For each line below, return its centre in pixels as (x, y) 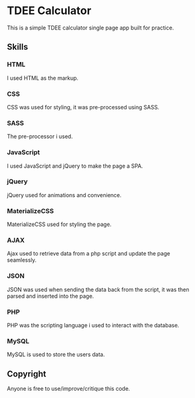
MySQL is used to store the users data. (56, 354)
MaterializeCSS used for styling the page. (59, 224)
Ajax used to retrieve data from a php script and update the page (89, 254)
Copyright (27, 374)
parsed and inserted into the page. (50, 296)
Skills (17, 47)
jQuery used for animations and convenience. (64, 195)
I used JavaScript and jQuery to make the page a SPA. (75, 166)
